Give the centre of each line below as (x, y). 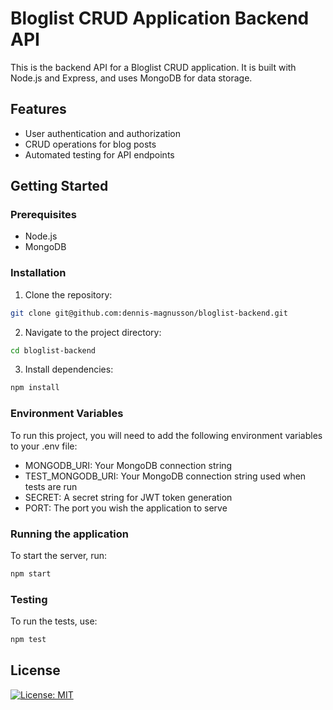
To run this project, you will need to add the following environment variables (166, 435)
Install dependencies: (69, 369)
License (35, 670)
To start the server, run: (59, 555)
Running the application (69, 534)
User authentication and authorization (103, 133)
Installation (38, 273)
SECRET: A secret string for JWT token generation (128, 497)
